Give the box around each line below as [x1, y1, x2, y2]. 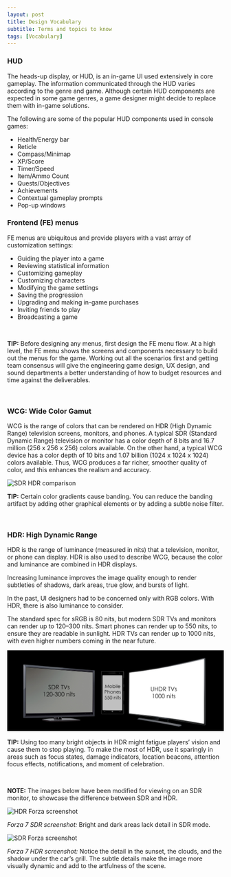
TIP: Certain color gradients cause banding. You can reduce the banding [7, 492, 213, 501]
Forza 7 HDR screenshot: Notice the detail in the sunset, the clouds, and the [7, 847, 222, 855]
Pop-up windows [16, 201, 66, 209]
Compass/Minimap [16, 150, 71, 158]
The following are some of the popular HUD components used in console [7, 114, 214, 123]
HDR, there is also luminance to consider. [7, 601, 124, 610]
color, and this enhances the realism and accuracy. [7, 466, 151, 474]
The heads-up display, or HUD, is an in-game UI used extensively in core [7, 72, 213, 80]
